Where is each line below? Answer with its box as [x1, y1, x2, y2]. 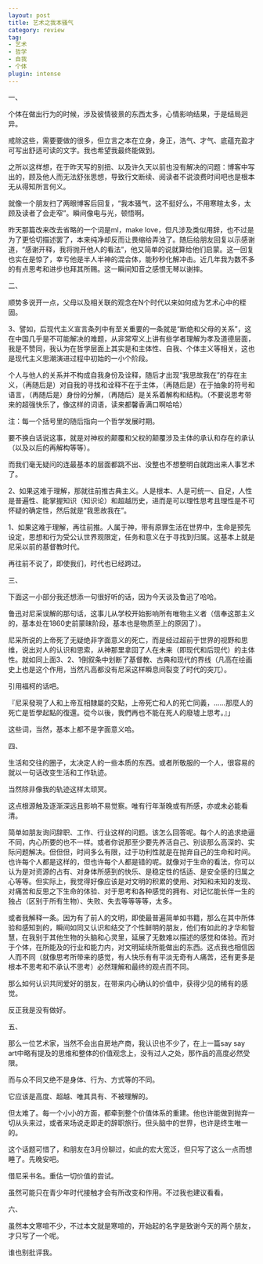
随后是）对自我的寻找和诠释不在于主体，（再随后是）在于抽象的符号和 [31, 380, 255, 389]
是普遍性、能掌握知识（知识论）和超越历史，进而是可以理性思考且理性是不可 [8, 495, 255, 505]
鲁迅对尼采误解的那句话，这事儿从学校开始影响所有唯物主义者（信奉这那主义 [8, 608, 255, 618]
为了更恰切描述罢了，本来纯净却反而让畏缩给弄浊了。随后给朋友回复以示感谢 [8, 235, 255, 244]
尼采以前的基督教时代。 [8, 542, 84, 551]
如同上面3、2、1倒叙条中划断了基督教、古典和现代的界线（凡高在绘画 [28, 655, 253, 664]
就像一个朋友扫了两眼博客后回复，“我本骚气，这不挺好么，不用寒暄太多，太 [8, 198, 252, 208]
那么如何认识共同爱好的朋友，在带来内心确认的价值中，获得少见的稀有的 [8, 978, 241, 988]
